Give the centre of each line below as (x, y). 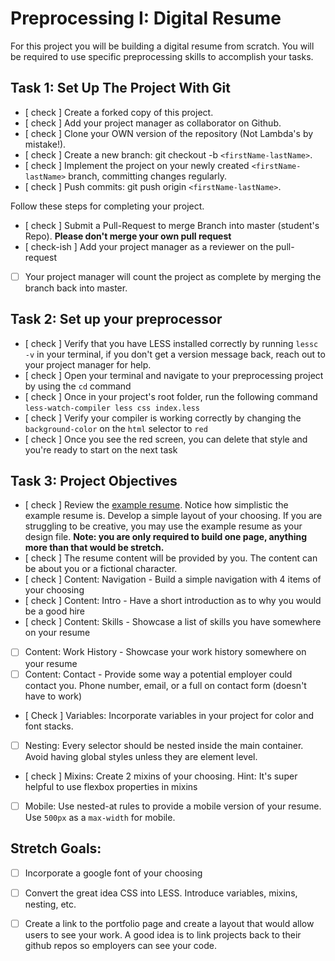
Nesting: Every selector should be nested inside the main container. (164, 745)
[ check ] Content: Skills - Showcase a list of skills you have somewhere (173, 622)
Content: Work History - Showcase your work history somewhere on (165, 652)
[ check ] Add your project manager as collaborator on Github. (153, 123)
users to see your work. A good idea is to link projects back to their (163, 934)
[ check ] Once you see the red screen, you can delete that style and (166, 439)
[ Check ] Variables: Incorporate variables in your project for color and (169, 715)
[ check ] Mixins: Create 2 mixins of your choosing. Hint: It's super (161, 776)
